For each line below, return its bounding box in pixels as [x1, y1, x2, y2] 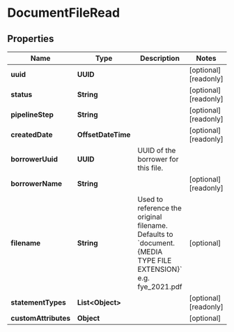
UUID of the [137, 145, 176, 155]
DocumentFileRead [7, 5, 120, 21]
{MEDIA [137, 247, 163, 257]
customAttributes [10, 313, 71, 323]
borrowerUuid [10, 154, 58, 164]
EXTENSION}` [137, 264, 182, 274]
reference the [137, 203, 182, 212]
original [137, 212, 162, 222]
